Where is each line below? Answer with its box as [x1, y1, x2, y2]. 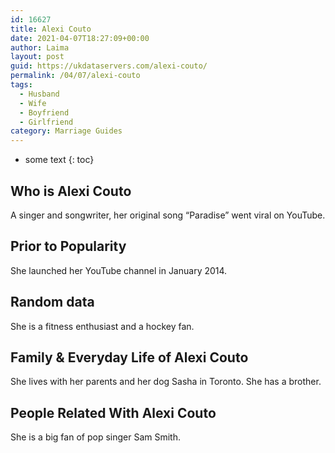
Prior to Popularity [10, 238, 127, 255]
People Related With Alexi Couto [10, 404, 217, 421]
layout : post [10, 52, 65, 62]
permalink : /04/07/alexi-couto [10, 71, 141, 81]
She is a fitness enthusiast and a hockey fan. [10, 320, 195, 332]
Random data [10, 294, 95, 311]
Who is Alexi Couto [10, 182, 132, 200]
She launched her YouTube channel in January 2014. [10, 264, 228, 276]
